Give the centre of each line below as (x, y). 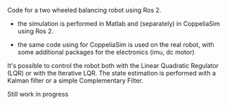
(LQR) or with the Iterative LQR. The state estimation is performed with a (112, 73)
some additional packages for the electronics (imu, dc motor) (106, 52)
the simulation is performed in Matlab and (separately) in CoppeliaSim (118, 23)
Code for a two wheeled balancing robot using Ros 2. (84, 10)
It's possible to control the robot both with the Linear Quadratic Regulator (113, 65)
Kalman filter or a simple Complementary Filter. (76, 80)
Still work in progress (38, 94)
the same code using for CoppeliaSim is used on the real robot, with (116, 44)
